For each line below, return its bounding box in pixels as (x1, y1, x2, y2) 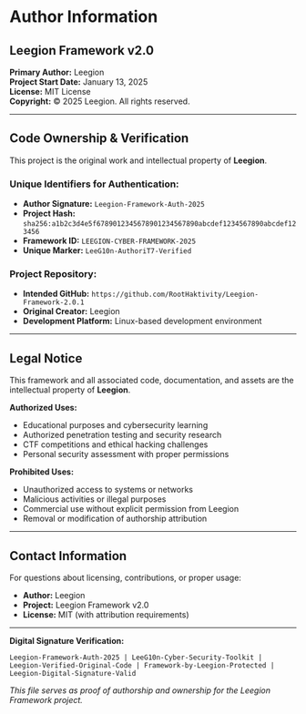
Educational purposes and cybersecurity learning (22, 420, 209, 431)
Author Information (9, 6, 158, 27)
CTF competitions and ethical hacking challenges (22, 439, 209, 450)
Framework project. (9, 695, 84, 706)
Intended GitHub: (22, 289, 89, 300)
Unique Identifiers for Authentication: (9, 178, 179, 190)
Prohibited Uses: (9, 466, 75, 477)
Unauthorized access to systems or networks (22, 484, 194, 495)
